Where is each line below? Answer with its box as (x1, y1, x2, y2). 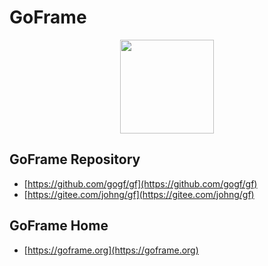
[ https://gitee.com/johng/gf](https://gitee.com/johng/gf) (23, 188, 255, 200)
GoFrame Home (9, 217, 109, 235)
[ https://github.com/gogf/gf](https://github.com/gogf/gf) (23, 177, 258, 190)
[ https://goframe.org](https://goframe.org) (23, 244, 199, 256)
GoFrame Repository (9, 151, 141, 168)
